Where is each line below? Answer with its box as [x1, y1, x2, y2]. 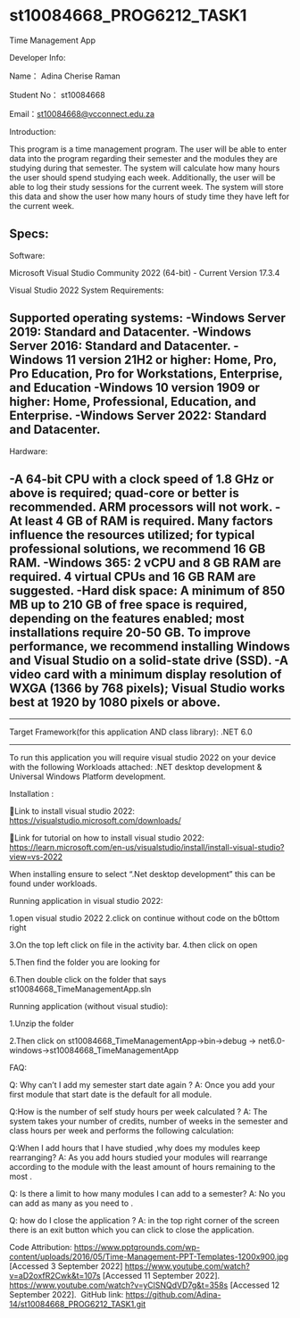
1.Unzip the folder [9, 1018, 74, 1029]
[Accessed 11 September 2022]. [102, 1271, 221, 1281]
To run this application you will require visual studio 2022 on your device [9, 752, 277, 763]
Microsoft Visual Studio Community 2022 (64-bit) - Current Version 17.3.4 [9, 267, 280, 278]
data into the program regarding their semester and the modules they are [9, 153, 279, 163]
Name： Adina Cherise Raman [9, 70, 121, 81]
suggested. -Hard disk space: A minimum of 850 [9, 583, 286, 598]
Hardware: [9, 445, 48, 456]
